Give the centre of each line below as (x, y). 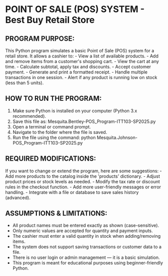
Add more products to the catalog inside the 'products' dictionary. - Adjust (83, 176)
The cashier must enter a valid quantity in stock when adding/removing (87, 236)
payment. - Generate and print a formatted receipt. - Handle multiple (76, 72)
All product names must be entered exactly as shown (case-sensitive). (86, 226)
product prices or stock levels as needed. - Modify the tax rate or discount (83, 181)
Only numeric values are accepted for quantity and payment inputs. (82, 231)
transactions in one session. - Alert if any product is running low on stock (81, 77)
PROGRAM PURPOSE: (40, 39)
